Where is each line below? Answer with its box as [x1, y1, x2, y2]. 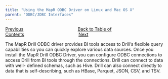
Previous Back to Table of [5, 26, 112, 32]
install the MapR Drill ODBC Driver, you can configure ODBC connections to [5, 51, 162, 58]
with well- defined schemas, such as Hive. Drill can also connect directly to [5, 62, 162, 68]
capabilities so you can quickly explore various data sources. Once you [5, 46, 154, 52]
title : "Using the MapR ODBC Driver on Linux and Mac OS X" [5, 7, 135, 13]
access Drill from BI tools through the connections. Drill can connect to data [5, 57, 163, 63]
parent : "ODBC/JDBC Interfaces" [5, 12, 73, 17]
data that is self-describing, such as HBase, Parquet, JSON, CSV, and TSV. [5, 67, 161, 73]
